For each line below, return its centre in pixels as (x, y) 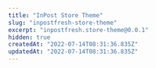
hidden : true (29, 37)
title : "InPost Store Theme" (56, 15)
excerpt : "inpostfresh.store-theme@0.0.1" (78, 30)
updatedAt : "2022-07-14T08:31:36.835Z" (73, 52)
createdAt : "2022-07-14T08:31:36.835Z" (73, 45)
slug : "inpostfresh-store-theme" (63, 23)
